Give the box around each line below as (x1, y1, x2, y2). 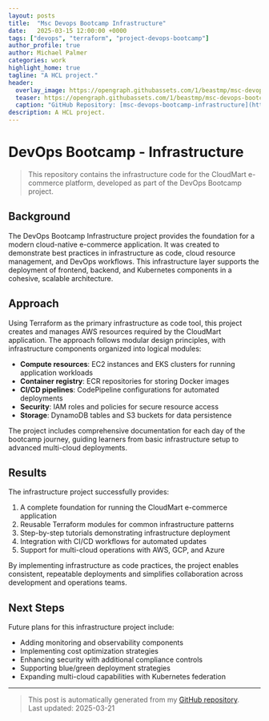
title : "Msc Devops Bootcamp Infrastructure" (8, 19, 167, 27)
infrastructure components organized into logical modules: (8, 344, 202, 353)
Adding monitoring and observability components (19, 638, 184, 647)
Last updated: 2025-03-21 (27, 703, 115, 713)
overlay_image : (15, 86, 66, 95)
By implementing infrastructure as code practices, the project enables (8, 561, 239, 570)
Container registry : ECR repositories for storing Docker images (19, 376, 230, 385)
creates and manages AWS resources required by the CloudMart (8, 326, 222, 336)
